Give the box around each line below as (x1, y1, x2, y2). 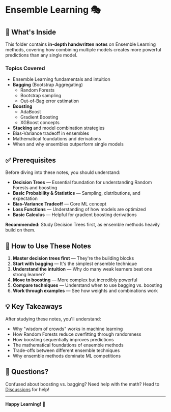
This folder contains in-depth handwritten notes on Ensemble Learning (5, 41, 156, 47)
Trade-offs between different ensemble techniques (12, 347, 120, 354)
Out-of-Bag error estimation (20, 98, 79, 104)
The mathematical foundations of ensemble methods (12, 342, 124, 348)
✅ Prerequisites (5, 156, 56, 164)
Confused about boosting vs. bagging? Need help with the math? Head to (5, 381, 160, 387)
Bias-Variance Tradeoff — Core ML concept (12, 201, 107, 207)
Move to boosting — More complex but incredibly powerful (12, 277, 137, 283)
